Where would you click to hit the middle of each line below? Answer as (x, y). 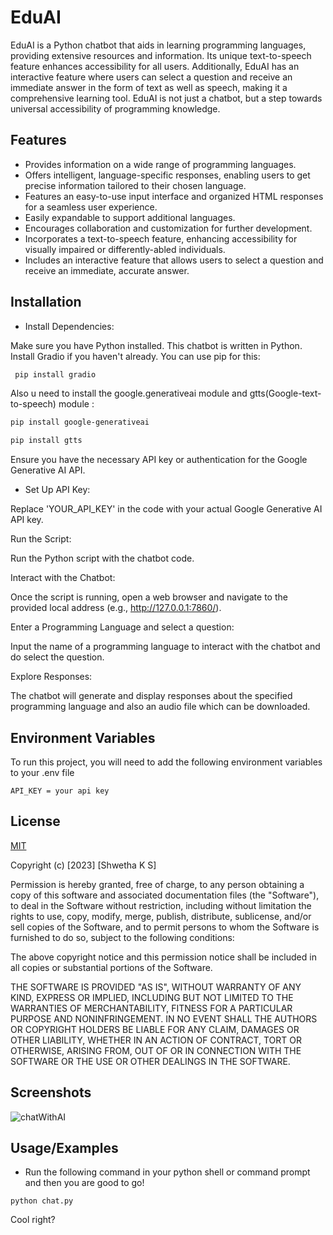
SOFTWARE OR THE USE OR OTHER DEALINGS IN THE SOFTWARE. (150, 1061)
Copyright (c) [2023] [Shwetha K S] (83, 865)
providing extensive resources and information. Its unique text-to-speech (161, 55)
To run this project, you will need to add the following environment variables (166, 762)
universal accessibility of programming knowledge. (115, 108)
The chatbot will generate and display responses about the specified (151, 696)
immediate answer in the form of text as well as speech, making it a (149, 87)
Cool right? (33, 1220)
